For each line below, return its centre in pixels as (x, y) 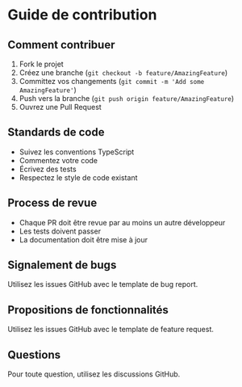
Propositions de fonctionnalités (88, 310)
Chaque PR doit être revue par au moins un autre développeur (122, 222)
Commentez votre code (58, 160)
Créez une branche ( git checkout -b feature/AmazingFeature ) (123, 73)
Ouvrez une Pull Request (60, 107)
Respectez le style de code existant (78, 177)
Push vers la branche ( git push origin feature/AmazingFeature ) (127, 98)
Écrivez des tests (48, 169)
